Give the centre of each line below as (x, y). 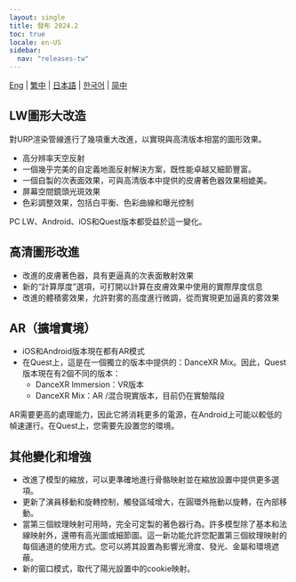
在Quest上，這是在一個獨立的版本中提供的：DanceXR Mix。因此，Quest (154, 362)
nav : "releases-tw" (53, 59)
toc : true (28, 34)
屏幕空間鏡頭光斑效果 (61, 191)
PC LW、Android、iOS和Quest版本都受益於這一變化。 (108, 221)
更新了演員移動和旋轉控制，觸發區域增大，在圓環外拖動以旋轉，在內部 (151, 502)
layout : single (37, 17)
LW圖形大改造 (48, 116)
